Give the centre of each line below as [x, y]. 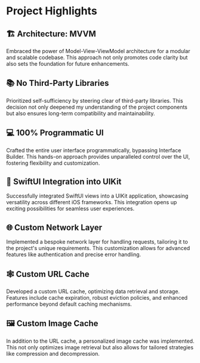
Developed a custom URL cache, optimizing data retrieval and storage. [93, 291]
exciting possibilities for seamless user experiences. [70, 209]
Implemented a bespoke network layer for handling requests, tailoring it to [97, 242]
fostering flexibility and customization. [53, 163]
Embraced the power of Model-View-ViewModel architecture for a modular [98, 51]
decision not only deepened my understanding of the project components [97, 107]
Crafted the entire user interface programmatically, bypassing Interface [94, 150]
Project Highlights [52, 11]
